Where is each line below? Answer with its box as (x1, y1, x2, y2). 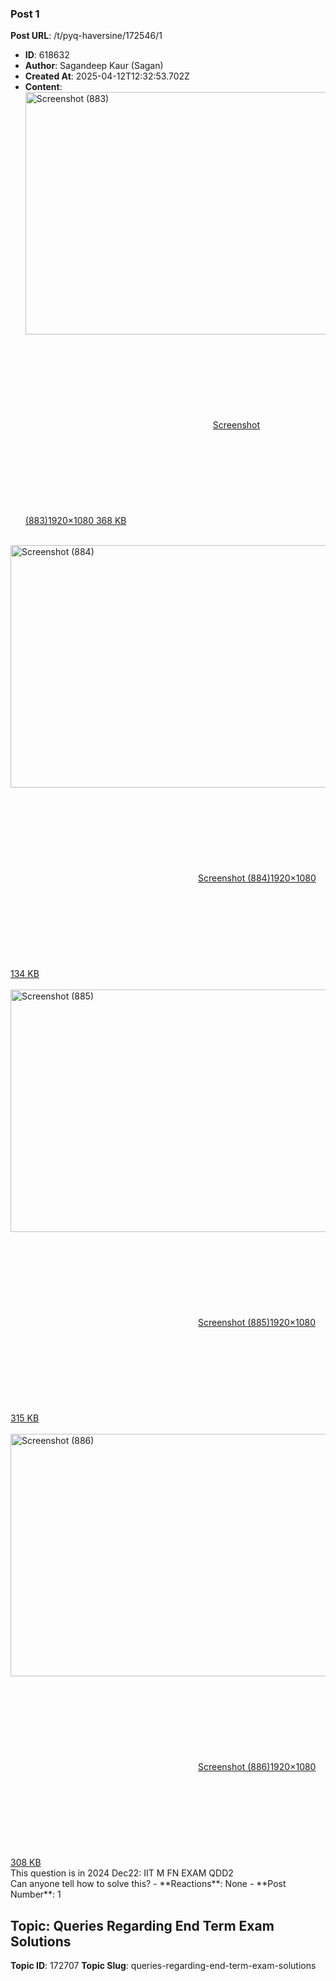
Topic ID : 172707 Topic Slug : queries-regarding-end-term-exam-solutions (10, 1960, 317, 1972)
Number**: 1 (10, 1888, 62, 1901)
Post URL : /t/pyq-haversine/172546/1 (10, 30, 163, 42)
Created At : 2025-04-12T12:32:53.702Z (24, 70, 190, 82)
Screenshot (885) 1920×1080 (198, 1317, 317, 1329)
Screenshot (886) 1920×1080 (198, 1761, 317, 1773)
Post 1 (10, 7, 40, 21)
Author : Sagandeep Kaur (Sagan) (24, 60, 164, 72)
